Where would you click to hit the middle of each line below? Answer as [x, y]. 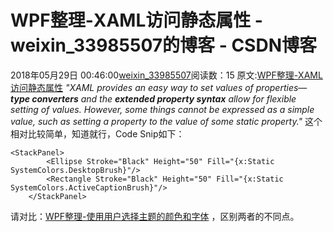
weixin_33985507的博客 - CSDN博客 [163, 45]
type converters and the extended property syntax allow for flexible [153, 98]
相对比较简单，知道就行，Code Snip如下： [97, 133]
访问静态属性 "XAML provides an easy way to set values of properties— [159, 87]
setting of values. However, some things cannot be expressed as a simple [162, 109]
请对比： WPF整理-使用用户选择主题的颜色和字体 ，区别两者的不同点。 [155, 216]
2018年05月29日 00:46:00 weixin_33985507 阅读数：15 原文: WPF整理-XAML [166, 75]
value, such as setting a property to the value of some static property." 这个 [166, 121]
